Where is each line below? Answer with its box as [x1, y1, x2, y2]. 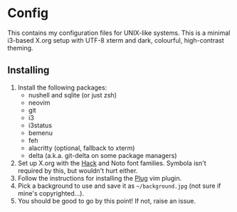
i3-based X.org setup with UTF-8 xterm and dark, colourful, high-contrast [7, 36, 224, 44]
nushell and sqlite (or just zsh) [28, 90, 117, 99]
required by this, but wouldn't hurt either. [17, 166, 138, 175]
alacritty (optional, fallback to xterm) [28, 144, 135, 152]
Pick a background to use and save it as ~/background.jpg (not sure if [17, 181, 221, 190]
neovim [28, 98, 51, 107]
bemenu [28, 128, 53, 137]
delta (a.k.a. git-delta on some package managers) [28, 151, 177, 159]
